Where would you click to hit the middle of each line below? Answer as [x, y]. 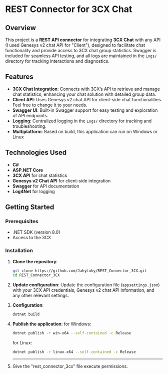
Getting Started [30, 207]
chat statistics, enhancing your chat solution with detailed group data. [84, 94]
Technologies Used [36, 153]
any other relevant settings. [40, 296]
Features [19, 77]
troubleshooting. [29, 126]
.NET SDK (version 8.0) [36, 232]
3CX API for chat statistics [40, 175]
